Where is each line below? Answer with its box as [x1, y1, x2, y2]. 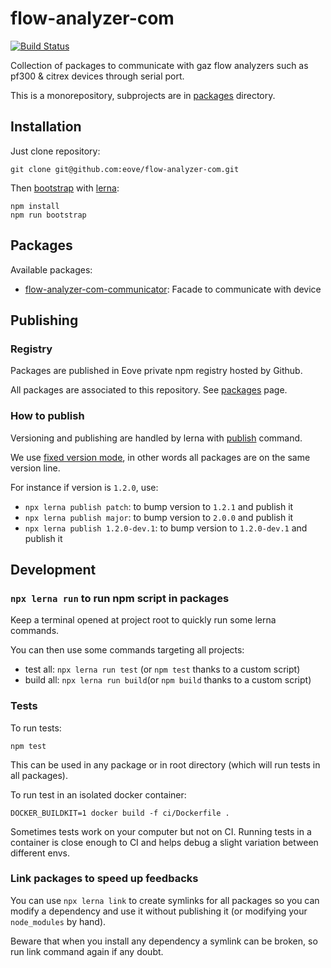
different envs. [10, 847, 71, 859]
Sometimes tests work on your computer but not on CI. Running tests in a [10, 825, 312, 837]
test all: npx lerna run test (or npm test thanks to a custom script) [24, 663, 301, 676]
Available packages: [10, 263, 93, 276]
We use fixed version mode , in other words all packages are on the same [10, 451, 311, 463]
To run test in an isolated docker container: [10, 788, 187, 801]
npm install [10, 201, 60, 211]
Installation [10, 118, 82, 136]
